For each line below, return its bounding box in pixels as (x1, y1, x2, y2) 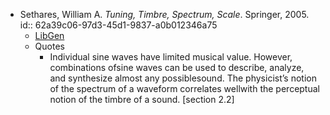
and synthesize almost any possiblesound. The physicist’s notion (49, 72, 317, 84)
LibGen (34, 30, 65, 41)
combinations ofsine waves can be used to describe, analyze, (49, 62, 305, 73)
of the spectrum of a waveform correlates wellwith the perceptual (49, 83, 320, 94)
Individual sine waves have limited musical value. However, (49, 51, 293, 63)
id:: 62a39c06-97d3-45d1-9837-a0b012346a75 (19, 19, 218, 31)
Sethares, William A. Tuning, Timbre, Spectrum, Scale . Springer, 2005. (19, 9, 310, 20)
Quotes (34, 40, 65, 52)
